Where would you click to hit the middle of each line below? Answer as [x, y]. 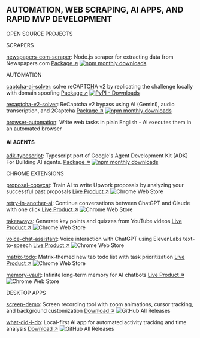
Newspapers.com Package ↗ [42, 63]
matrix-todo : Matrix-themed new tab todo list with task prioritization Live [96, 257]
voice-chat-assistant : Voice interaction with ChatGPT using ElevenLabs [94, 239]
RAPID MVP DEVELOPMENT [59, 19]
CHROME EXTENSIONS [35, 173]
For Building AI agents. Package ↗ [49, 162]
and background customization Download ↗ [60, 311]
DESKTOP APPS [26, 293]
